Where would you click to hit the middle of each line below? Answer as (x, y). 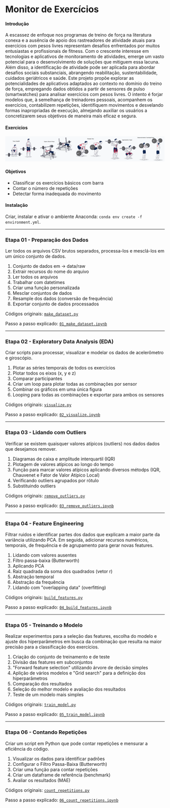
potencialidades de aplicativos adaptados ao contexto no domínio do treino (84, 84)
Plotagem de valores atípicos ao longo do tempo (63, 464)
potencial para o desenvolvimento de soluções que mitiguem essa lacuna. (82, 62)
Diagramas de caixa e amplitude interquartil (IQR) (64, 459)
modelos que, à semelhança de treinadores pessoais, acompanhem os (79, 100)
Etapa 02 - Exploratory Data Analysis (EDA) (59, 341)
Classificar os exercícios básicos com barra (58, 183)
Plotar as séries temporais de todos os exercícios (64, 368)
